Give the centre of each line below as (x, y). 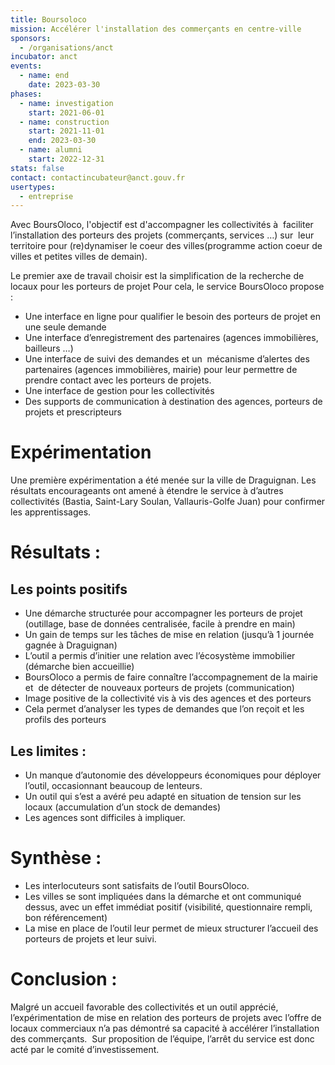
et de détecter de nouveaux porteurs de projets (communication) (159, 688)
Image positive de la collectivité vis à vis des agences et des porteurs (168, 698)
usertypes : (33, 187)
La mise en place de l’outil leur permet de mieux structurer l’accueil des (171, 928)
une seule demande (65, 327)
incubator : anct (44, 57)
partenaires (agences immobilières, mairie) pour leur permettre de (161, 370)
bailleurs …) (49, 348)
